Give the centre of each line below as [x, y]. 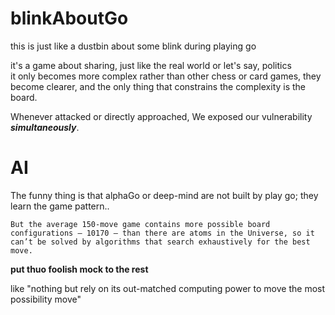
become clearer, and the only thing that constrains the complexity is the [158, 86]
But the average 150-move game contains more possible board [140, 224]
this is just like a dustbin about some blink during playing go [133, 46]
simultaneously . [45, 127]
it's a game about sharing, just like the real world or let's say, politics [151, 65]
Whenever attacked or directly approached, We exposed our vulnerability [161, 116]
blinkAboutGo [69, 18]
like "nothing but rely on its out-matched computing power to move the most [168, 288]
